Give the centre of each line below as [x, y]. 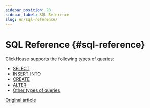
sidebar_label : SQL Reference [37, 15]
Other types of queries [36, 90]
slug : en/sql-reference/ [32, 19]
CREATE [21, 79]
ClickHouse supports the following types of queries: [60, 59]
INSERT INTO [27, 74]
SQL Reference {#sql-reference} [75, 45]
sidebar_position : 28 [28, 10]
